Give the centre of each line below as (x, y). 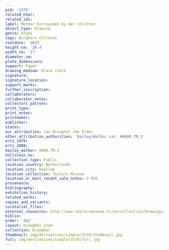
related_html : (20, 15)
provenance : (18, 183)
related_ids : (19, 19)
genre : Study (19, 33)
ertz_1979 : (17, 141)
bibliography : (20, 188)
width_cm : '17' (21, 52)
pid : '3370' (18, 10)
